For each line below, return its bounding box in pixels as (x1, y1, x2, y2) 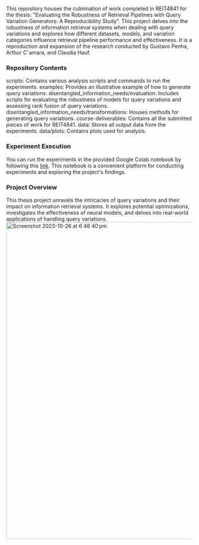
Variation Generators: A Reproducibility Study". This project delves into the (6, 18, 188, 24)
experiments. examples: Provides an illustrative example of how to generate (6, 83, 191, 91)
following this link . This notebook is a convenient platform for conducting (6, 162, 184, 169)
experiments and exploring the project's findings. (6, 168, 126, 175)
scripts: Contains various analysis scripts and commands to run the (6, 77, 171, 85)
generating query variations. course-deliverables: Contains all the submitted (6, 115, 192, 122)
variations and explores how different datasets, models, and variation (6, 30, 175, 37)
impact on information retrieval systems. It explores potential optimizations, (6, 202, 190, 209)
